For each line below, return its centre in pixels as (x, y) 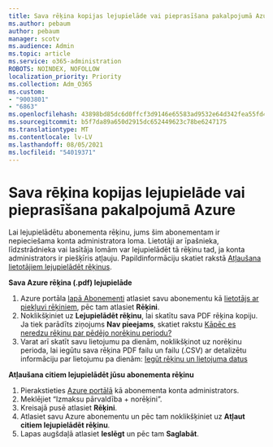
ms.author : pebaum (39, 24)
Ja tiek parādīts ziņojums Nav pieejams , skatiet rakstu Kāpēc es (128, 324)
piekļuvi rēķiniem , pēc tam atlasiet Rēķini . (90, 307)
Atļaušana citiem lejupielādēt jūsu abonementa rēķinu (102, 375)
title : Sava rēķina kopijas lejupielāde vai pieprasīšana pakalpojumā (130, 16)
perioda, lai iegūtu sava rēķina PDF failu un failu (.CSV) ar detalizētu (133, 350)
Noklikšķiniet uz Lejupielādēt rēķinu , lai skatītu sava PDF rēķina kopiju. (139, 316)
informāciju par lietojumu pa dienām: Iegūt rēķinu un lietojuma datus (134, 359)
